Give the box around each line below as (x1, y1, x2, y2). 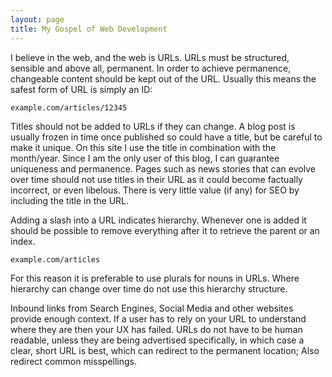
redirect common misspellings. (10, 355, 138, 367)
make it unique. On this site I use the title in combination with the (10, 141, 277, 153)
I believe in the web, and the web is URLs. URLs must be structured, (10, 51, 290, 63)
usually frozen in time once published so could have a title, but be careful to (10, 131, 323, 143)
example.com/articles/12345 (10, 102, 128, 113)
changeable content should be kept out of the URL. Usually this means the (10, 72, 317, 85)
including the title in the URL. (10, 194, 130, 206)
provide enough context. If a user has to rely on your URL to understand (10, 312, 307, 325)
